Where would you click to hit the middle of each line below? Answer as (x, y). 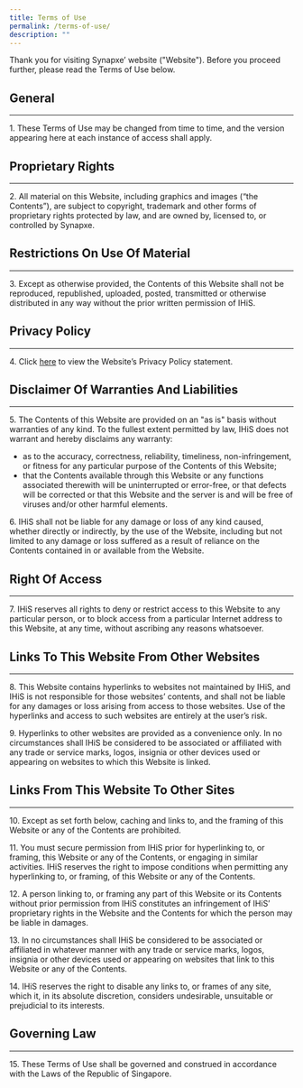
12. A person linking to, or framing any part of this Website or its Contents (146, 893)
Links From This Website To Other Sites (122, 790)
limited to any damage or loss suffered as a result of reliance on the (134, 541)
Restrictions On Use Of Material (100, 254)
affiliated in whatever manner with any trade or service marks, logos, (137, 949)
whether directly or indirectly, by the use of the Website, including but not (146, 531)
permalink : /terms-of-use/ (60, 26)
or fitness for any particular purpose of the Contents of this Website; (149, 466)
